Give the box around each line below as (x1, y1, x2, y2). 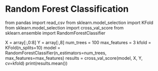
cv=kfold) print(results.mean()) (5, 60, 68, 66)
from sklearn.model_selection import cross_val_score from (5, 24, 124, 30)
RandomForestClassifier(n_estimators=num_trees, (5, 50, 107, 56)
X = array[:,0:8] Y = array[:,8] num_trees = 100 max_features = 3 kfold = (5, 39, 152, 45)
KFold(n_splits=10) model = (5, 45, 61, 50)
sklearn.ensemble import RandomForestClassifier (5, 30, 106, 36)
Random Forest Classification (5, 3, 129, 15)
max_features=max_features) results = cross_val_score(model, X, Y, (5, 55, 143, 61)
